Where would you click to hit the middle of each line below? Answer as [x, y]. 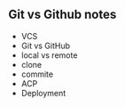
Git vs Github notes [62, 15]
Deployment [43, 93]
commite [37, 74]
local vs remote [49, 55]
